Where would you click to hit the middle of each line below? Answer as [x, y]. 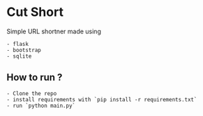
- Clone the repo [32, 93]
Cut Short [35, 12]
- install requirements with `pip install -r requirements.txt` [102, 99]
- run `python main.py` [41, 106]
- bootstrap [24, 50]
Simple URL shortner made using [54, 31]
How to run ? [35, 77]
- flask [18, 44]
